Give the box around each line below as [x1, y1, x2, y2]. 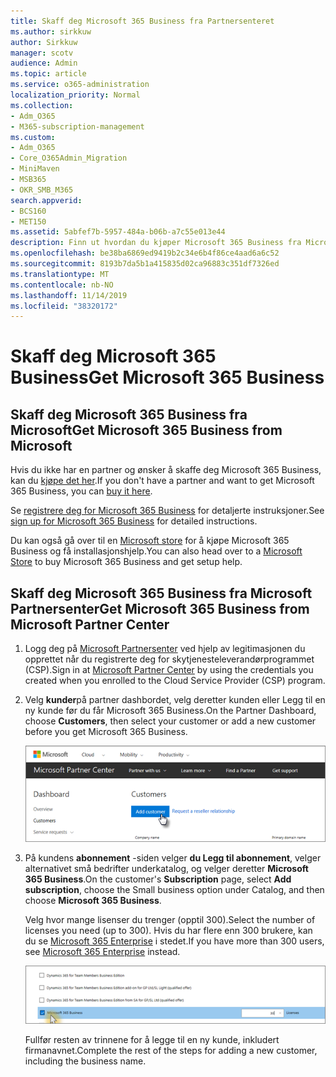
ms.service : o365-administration [10, 80, 150, 90]
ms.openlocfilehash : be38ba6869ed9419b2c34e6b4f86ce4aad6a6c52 [10, 248, 280, 259]
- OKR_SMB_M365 [10, 185, 74, 195]
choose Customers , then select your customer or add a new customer [24, 715, 317, 727]
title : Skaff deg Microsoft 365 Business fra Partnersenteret [10, 16, 275, 26]
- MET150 [10, 216, 47, 227]
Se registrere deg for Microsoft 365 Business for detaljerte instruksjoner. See [10, 505, 325, 517]
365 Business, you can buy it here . [10, 485, 153, 497]
